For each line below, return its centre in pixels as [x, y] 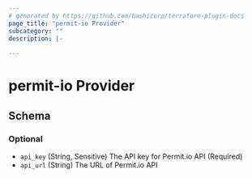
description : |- [36, 38]
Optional [26, 138]
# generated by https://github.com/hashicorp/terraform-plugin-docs [126, 16]
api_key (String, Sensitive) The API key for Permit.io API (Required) [131, 156]
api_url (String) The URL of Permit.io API [89, 165]
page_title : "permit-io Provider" [67, 23]
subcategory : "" [36, 31]
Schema [30, 115]
